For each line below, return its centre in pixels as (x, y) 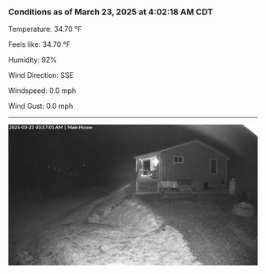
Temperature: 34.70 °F (45, 29)
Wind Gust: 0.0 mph (41, 106)
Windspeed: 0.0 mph (42, 91)
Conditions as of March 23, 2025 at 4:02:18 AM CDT (111, 12)
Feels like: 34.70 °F (40, 44)
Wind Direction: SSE (41, 75)
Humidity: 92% (32, 60)
